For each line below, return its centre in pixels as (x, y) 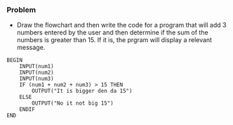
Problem (21, 10)
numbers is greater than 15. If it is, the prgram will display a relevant (114, 40)
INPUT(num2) (36, 73)
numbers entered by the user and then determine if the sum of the (112, 32)
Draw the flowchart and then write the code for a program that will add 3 (121, 25)
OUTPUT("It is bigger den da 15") (82, 91)
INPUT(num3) (36, 79)
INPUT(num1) (36, 67)
